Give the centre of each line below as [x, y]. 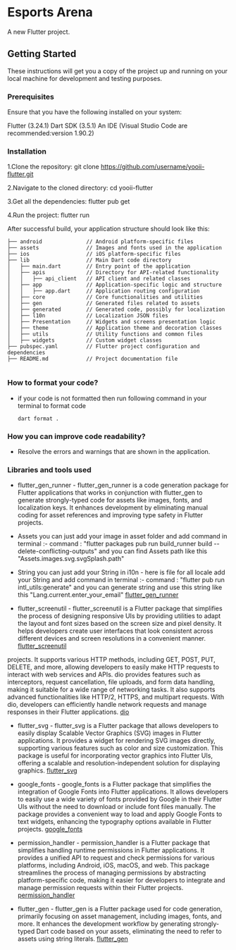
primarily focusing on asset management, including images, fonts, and [119, 916]
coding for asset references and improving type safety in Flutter [110, 515]
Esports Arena [50, 12]
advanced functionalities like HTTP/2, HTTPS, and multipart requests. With [116, 697]
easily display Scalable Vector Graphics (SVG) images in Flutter [109, 733]
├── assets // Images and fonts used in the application [114, 248]
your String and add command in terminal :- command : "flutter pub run [121, 580]
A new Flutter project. [39, 32]
